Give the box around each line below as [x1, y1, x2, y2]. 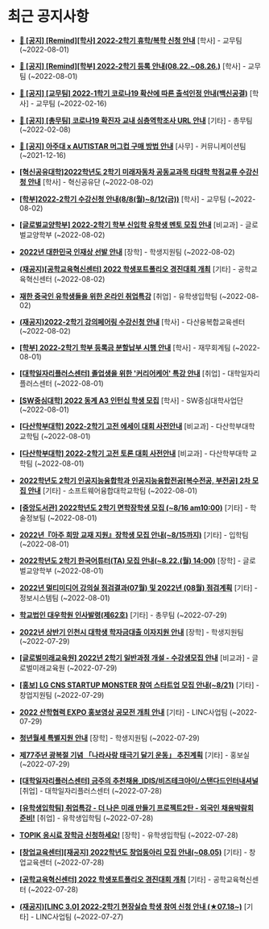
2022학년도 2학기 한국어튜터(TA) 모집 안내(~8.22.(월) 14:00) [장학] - [19, 555, 242, 565]
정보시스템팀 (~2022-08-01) [19, 593, 110, 603]
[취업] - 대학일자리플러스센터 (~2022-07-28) [19, 786, 163, 795]
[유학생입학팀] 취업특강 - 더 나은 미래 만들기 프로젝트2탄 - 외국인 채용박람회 [19, 803, 255, 812]
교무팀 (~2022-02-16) [35, 98, 107, 108]
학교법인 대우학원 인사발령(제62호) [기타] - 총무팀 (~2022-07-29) [19, 610, 227, 620]
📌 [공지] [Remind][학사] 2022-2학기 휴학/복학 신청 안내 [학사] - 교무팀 [19, 35, 242, 45]
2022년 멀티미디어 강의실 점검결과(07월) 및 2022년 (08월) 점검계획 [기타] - [19, 583, 259, 592]
